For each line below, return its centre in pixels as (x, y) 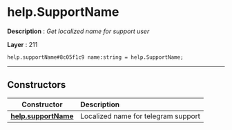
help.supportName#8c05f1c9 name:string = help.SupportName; (96, 57)
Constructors (37, 85)
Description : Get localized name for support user (78, 31)
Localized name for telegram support (140, 116)
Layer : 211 (22, 44)
